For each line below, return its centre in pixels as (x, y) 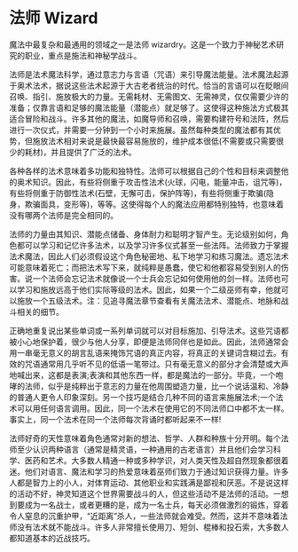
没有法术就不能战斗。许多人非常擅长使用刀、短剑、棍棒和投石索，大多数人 (153, 527)
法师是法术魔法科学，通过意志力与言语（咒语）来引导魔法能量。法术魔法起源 (149, 74)
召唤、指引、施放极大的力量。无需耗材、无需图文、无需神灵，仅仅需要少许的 (149, 96)
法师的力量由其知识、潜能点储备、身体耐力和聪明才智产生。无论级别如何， (145, 234)
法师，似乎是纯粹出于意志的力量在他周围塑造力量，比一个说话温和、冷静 (157, 386)
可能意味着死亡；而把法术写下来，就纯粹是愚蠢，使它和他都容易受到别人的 (145, 267)
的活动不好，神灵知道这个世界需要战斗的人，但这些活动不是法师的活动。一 (145, 493)
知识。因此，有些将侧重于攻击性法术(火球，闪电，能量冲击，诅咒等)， (160, 182)
